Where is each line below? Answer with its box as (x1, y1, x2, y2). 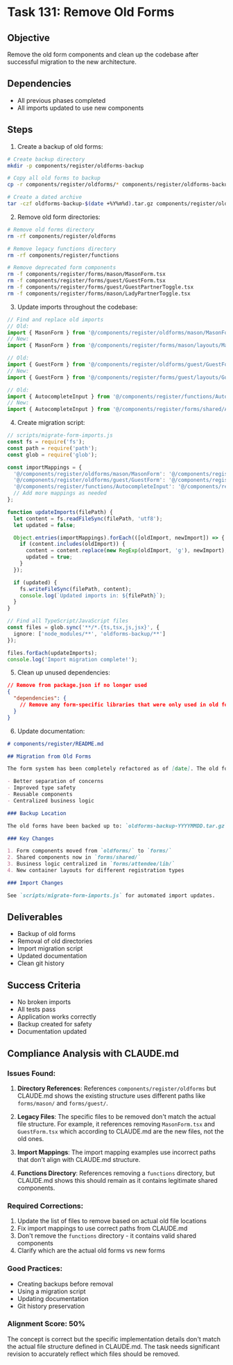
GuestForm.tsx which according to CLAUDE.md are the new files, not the (17, 1127, 224, 1136)
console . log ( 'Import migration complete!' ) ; (7, 656, 138, 663)
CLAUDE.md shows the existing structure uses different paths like (17, 1091, 206, 1099)
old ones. (17, 1134, 44, 1142)
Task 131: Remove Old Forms (7, 4, 175, 20)
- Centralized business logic (7, 797, 95, 804)
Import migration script (17, 944, 83, 953)
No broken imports (17, 998, 71, 1006)
